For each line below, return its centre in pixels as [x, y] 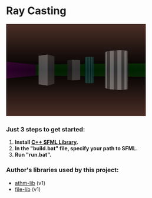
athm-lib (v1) [30, 183]
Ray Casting [36, 11]
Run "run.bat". [33, 155]
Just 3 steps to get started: [46, 129]
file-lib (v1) [28, 189]
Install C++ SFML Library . [46, 142]
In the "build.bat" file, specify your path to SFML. [76, 148]
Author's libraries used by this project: [62, 170]
